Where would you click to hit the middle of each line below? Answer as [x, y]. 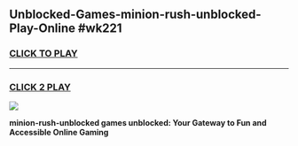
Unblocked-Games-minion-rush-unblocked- [135, 15]
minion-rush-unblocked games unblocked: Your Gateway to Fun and [138, 122]
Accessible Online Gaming [59, 132]
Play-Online [42, 29]
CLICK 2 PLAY [40, 87]
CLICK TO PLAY [43, 54]
